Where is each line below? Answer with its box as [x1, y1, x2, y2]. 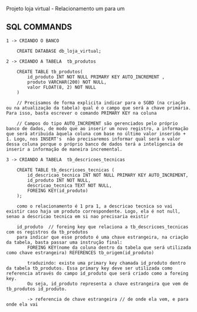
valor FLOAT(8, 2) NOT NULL [27, 84, 96, 90]
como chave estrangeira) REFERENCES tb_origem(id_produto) [6, 249, 155, 256]
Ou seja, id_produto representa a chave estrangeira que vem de [27, 281, 189, 287]
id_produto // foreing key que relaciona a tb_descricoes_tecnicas [17, 224, 189, 230]
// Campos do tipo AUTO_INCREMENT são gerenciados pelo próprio [17, 121, 178, 126]
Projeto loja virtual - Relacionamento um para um [6, 5, 125, 12]
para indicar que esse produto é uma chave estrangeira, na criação [17, 234, 189, 240]
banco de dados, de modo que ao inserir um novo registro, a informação [6, 125, 189, 132]
